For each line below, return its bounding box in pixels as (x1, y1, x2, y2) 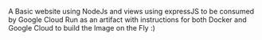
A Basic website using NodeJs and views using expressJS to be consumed (8, 7, 255, 16)
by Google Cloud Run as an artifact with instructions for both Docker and (8, 15, 247, 24)
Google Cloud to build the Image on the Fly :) (8, 24, 155, 32)
